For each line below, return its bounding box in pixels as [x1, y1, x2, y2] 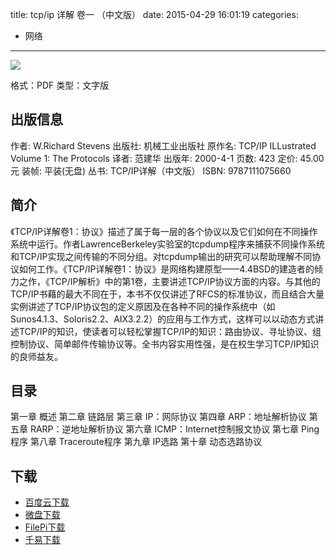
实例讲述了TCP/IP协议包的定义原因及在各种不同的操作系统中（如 [10, 300, 276, 312]
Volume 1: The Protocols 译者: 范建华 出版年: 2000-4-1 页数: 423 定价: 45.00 [10, 152, 325, 164]
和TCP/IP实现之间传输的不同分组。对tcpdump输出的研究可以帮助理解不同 [10, 250, 313, 262]
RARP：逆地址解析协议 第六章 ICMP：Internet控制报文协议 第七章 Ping [29, 423, 320, 435]
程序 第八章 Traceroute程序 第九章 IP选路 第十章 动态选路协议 [10, 436, 263, 448]
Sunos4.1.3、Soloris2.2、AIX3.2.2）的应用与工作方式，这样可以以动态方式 [10, 313, 316, 325]
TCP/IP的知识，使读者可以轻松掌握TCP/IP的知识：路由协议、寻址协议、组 [18, 325, 322, 337]
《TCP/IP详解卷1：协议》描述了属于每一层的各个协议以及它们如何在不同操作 [10, 225, 318, 237]
